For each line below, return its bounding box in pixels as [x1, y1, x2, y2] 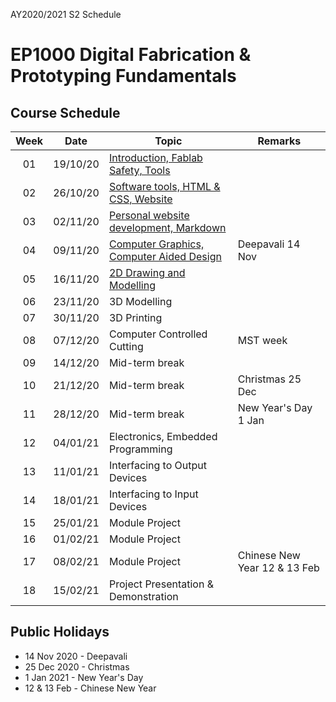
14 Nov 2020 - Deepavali [24, 650, 128, 662]
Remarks [257, 134, 302, 148]
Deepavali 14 [237, 237, 301, 251]
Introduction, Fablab [108, 151, 203, 164]
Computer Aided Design [108, 250, 222, 263]
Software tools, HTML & [108, 180, 221, 193]
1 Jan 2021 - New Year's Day [24, 671, 144, 683]
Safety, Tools [108, 164, 171, 177]
